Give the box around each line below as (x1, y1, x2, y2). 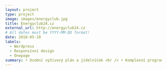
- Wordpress (9, 44, 35, 49)
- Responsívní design (9, 48, 55, 53)
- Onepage (9, 53, 30, 58)
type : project (5, 12, 35, 17)
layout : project (5, 7, 39, 12)
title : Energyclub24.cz (5, 21, 55, 26)
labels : (5, 39, 21, 44)
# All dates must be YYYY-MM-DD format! (5, 30, 90, 35)
